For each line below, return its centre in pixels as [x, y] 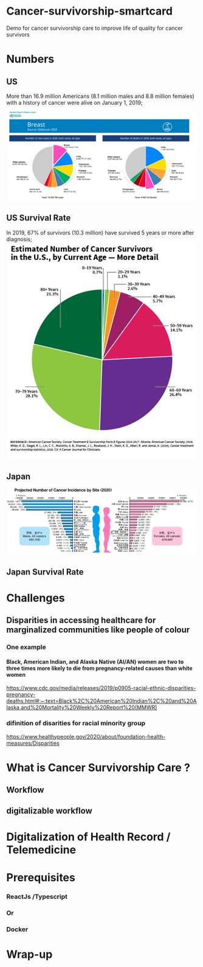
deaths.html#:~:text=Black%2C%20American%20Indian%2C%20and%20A [101, 701]
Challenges [36, 598]
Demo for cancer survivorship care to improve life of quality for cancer [95, 28]
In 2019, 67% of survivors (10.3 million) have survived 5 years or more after [100, 232]
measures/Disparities [33, 743]
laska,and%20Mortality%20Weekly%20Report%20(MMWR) [82, 708]
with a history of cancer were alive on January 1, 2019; [74, 102]
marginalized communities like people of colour [98, 630]
